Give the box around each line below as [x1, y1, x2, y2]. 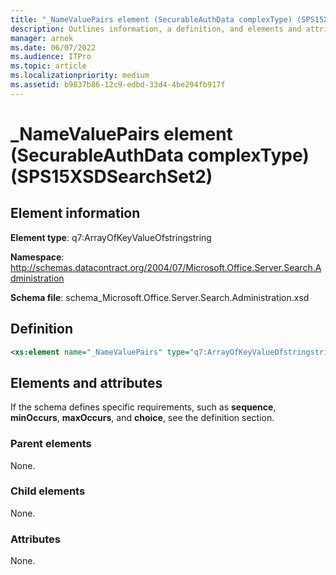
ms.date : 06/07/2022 [10, 42, 97, 53]
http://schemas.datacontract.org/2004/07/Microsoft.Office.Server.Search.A [10, 261, 322, 273]
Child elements [10, 484, 86, 498]
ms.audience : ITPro [10, 52, 92, 62]
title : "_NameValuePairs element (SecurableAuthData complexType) [10, 14, 293, 25]
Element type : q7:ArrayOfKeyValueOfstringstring [10, 231, 212, 243]
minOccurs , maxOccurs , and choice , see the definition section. [10, 412, 275, 424]
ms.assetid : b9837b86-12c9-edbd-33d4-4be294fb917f [10, 80, 226, 90]
